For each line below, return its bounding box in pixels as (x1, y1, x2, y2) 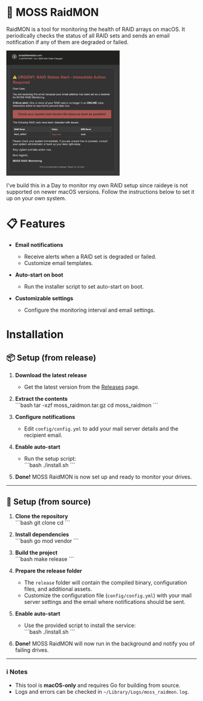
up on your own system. (6, 195, 66, 202)
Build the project (14, 549, 58, 556)
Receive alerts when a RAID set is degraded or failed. (24, 253, 157, 260)
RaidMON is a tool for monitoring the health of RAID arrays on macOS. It (6, 25, 185, 33)
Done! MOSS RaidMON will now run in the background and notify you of (14, 640, 195, 647)
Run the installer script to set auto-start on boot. (24, 283, 144, 290)
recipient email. (24, 432, 63, 439)
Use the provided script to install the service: (24, 622, 136, 629)
